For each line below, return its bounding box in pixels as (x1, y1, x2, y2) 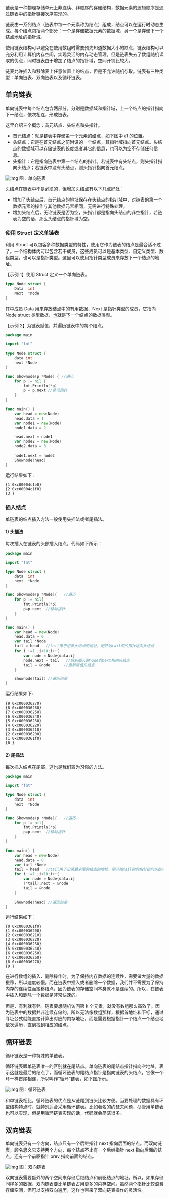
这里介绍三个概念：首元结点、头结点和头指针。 (5, 122, 102, 128)
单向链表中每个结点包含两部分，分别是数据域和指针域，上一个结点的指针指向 (5, 105, 164, 111)
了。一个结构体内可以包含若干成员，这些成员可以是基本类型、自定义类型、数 (5, 248, 164, 254)
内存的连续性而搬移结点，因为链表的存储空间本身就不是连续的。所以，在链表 (5, 986, 164, 992)
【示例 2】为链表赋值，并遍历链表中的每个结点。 (5, 322, 107, 328)
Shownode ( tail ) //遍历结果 (14, 676, 68, 681)
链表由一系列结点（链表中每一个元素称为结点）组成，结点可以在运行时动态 (5, 22, 159, 27)
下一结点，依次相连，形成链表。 (5, 111, 71, 117)
